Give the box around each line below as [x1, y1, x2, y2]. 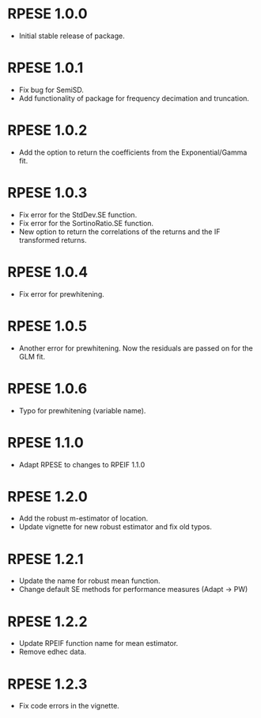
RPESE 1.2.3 [7, 675, 88, 693]
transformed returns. [18, 235, 88, 244]
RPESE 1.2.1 [7, 550, 84, 568]
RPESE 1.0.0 [7, 5, 88, 23]
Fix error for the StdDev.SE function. [18, 209, 138, 219]
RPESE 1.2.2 [7, 612, 88, 631]
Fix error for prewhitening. [18, 289, 104, 298]
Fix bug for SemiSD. [18, 85, 85, 94]
